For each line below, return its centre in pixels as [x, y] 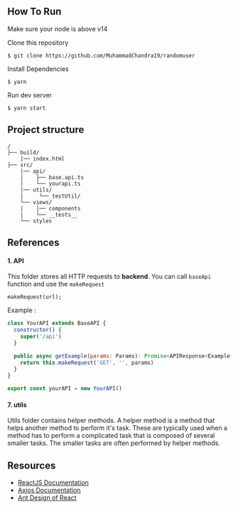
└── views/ [36, 202]
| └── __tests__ [49, 215]
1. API [16, 261]
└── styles [36, 221]
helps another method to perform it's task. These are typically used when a [118, 428]
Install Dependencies [38, 69]
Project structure [46, 130]
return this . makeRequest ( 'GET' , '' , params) [87, 363]
